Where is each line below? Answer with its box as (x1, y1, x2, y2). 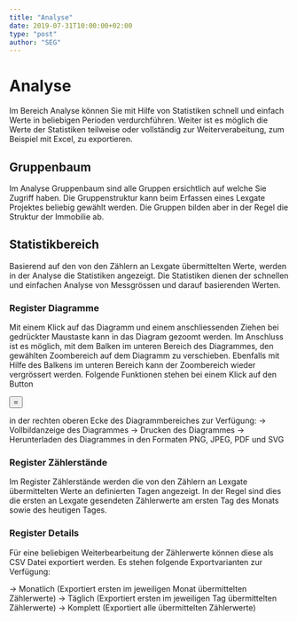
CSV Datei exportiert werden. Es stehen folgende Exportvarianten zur (9, 556, 263, 567)
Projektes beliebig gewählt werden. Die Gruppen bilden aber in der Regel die (9, 202, 289, 212)
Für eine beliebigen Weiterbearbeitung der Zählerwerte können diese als (9, 547, 274, 558)
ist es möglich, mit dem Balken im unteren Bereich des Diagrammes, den (9, 341, 274, 352)
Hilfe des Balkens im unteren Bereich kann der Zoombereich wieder (9, 360, 256, 371)
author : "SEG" (9, 37, 62, 47)
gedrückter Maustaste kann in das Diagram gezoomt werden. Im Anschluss (9, 331, 284, 342)
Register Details (9, 527, 80, 539)
